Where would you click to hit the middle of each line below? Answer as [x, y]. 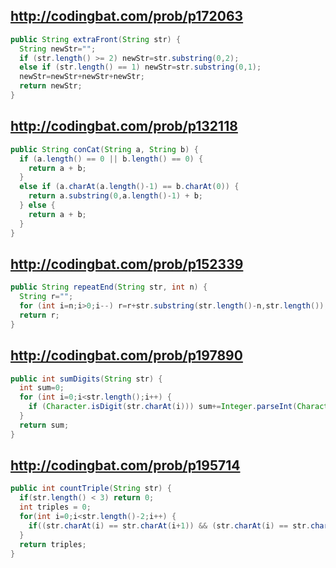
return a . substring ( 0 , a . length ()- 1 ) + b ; [116, 196]
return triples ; [53, 544]
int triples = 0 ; [55, 507]
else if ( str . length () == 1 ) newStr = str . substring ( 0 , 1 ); [140, 67]
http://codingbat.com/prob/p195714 [125, 465]
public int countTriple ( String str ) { [91, 489]
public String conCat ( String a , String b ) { [104, 149]
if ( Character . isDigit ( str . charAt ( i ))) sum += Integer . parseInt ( [163, 407]
